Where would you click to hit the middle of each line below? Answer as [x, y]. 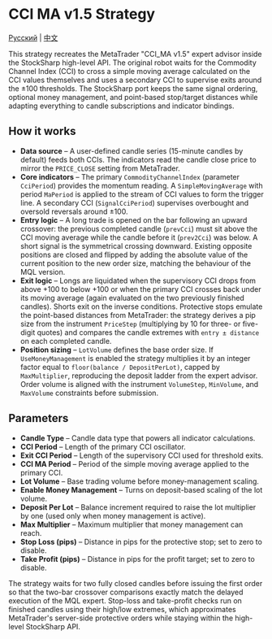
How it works [42, 131]
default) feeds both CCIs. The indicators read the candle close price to [138, 159]
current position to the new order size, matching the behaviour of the [136, 263]
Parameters [39, 418]
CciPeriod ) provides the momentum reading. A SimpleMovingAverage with [141, 185]
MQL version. [43, 272]
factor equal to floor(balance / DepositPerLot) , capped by [120, 367]
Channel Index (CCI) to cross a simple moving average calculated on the [129, 71]
